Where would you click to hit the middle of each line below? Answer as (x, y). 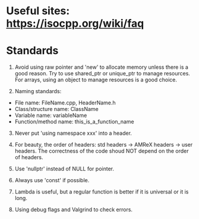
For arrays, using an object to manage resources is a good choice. (96, 80)
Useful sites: (38, 11)
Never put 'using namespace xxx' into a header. (73, 133)
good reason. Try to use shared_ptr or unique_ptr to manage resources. (102, 74)
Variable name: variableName (51, 115)
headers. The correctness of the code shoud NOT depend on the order (102, 151)
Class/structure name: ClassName (57, 109)
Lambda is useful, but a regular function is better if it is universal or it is (102, 192)
